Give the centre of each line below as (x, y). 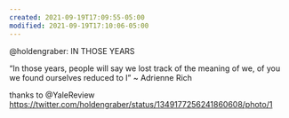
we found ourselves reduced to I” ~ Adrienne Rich (101, 77)
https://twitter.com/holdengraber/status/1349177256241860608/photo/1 (141, 104)
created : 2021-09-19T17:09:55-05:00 (77, 17)
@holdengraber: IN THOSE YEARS (72, 51)
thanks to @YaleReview (52, 95)
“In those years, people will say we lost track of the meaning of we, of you (145, 68)
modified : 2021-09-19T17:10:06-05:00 (79, 26)
